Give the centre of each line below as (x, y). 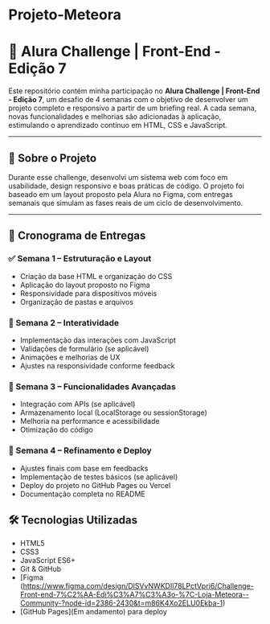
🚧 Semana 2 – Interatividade (64, 322)
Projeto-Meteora (65, 15)
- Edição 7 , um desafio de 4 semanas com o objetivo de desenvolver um (128, 100)
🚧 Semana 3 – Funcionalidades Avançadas (92, 386)
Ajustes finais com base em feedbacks (84, 468)
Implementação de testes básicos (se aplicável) (99, 477)
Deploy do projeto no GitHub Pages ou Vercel (95, 485)
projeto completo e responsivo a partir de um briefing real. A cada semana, (133, 108)
